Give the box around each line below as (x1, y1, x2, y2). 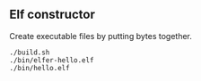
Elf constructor (9, 7, 96, 22)
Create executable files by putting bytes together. (9, 30, 193, 41)
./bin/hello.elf (9, 63, 70, 72)
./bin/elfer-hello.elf (9, 55, 94, 65)
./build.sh (9, 48, 50, 57)
